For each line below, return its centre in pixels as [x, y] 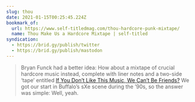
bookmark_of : [22, 23]
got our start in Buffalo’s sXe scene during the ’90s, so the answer [102, 86]
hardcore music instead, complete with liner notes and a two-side [101, 74]
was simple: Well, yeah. [49, 92]
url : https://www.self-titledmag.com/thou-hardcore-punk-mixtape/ [96, 28]
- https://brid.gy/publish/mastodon [57, 51]
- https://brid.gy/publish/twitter [56, 45]
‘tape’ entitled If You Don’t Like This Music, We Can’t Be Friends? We [105, 80]
